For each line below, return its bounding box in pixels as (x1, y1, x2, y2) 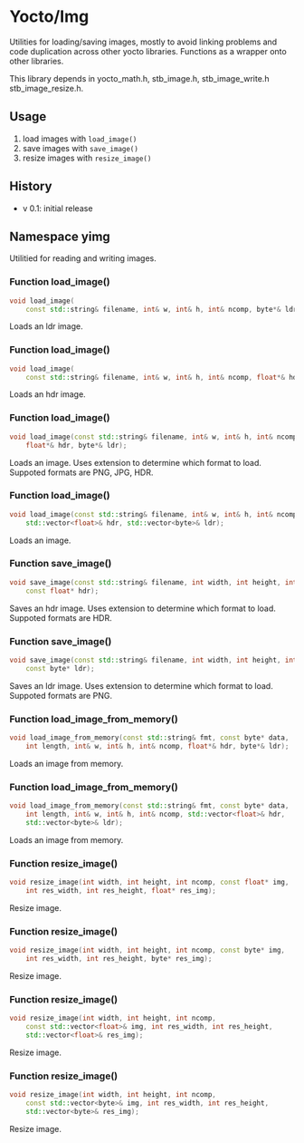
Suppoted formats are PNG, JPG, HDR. (9, 467, 154, 478)
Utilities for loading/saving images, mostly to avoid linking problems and (9, 36, 278, 47)
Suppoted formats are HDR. (9, 612, 113, 623)
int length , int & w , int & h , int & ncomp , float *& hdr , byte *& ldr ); (25, 741, 290, 751)
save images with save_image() (22, 142, 138, 153)
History (9, 179, 52, 194)
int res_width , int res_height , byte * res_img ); (25, 954, 213, 963)
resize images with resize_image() (22, 152, 152, 163)
